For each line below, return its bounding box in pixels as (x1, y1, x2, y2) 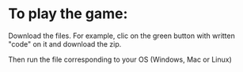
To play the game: (8, 5, 128, 23)
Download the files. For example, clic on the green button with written (8, 31, 236, 40)
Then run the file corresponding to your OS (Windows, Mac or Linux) (8, 55, 232, 64)
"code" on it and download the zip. (8, 39, 122, 48)
